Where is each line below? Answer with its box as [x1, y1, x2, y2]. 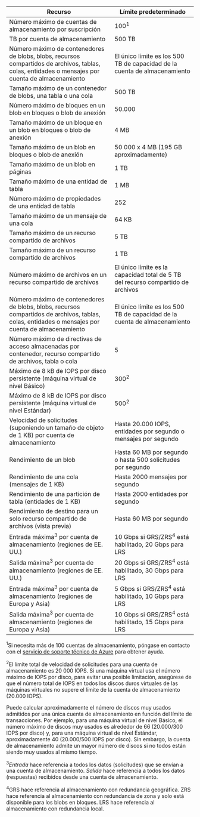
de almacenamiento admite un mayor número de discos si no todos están [6, 742, 186, 749]
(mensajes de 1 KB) [9, 480, 64, 488]
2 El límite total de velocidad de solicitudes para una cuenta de [6, 659, 158, 668]
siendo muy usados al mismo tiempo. [6, 748, 98, 756]
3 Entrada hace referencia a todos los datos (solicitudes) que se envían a [6, 760, 183, 768]
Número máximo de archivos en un [9, 271, 107, 279]
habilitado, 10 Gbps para [114, 592, 184, 600]
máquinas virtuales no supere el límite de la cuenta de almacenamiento [6, 686, 180, 693]
